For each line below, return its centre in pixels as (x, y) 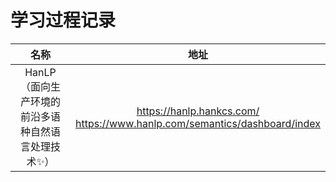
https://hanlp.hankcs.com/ (198, 111)
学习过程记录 (63, 20)
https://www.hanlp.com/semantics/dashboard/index (197, 123)
